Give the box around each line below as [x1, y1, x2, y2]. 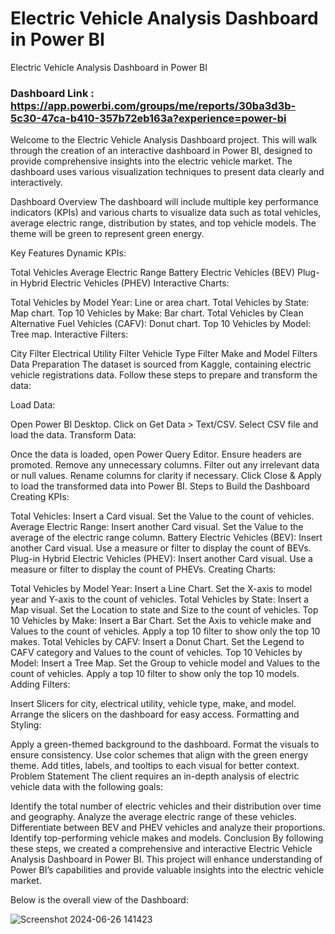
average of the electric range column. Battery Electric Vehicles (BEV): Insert [10, 532, 323, 544]
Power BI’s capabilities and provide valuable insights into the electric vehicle [10, 864, 325, 876]
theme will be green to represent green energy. [10, 228, 205, 240]
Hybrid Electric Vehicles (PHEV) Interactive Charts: [19, 277, 230, 289]
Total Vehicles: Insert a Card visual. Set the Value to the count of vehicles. [10, 510, 315, 522]
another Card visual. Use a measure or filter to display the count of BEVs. [10, 542, 312, 554]
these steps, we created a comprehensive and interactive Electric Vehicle [10, 843, 313, 855]
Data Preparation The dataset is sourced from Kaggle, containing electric [10, 358, 312, 371]
